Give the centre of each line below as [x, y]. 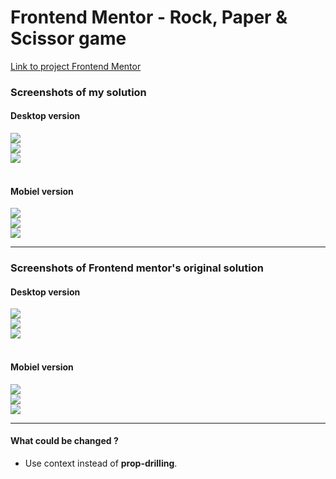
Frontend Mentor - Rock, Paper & [149, 17]
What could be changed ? [64, 441]
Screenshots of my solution [78, 92]
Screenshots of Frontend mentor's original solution [137, 268]
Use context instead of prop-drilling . [101, 463]
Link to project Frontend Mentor [76, 66]
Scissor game [68, 38]
